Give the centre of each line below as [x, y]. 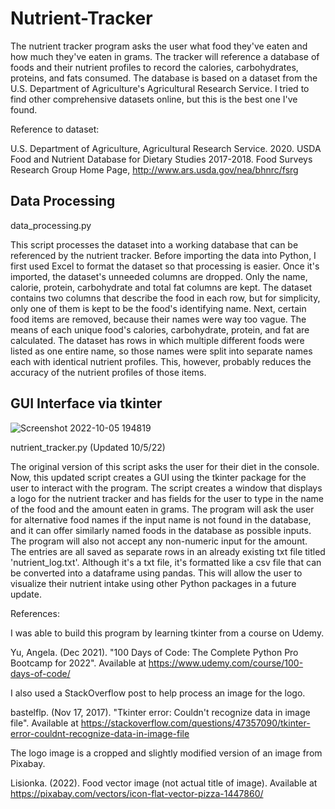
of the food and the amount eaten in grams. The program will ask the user [162, 509]
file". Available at [44, 723]
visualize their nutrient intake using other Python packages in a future [153, 583]
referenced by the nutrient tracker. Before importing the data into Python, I [163, 255]
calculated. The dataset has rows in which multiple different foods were [157, 340]
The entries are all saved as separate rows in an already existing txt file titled [168, 551]
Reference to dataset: [55, 129]
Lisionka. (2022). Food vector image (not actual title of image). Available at [164, 783]
